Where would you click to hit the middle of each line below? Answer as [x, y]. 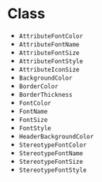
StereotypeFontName [51, 153]
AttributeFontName [49, 44]
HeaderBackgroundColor [56, 136]
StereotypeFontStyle [53, 170]
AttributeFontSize [49, 53]
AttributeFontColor [51, 36]
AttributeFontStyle [51, 61]
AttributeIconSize [49, 69]
